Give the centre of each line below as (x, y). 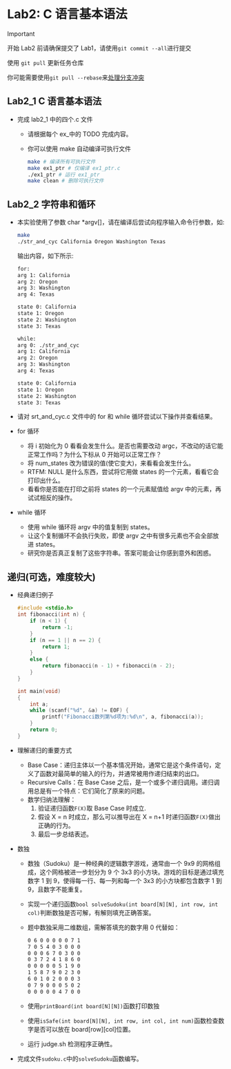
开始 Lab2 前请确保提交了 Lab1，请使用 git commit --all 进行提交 (99, 48)
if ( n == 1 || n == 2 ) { (66, 640)
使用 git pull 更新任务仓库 (46, 62)
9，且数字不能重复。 (57, 889)
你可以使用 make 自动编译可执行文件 (79, 149)
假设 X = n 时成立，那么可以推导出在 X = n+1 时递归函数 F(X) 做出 (129, 817)
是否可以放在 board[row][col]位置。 (84, 1029)
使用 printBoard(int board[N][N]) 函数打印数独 (93, 1005)
